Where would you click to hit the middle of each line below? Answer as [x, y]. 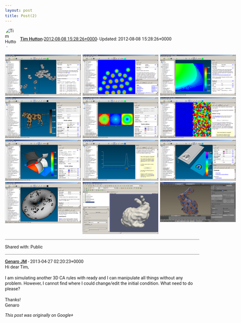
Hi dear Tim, [17, 267]
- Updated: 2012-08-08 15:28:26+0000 [134, 39]
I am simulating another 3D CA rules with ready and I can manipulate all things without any [94, 278]
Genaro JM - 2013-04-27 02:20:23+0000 [44, 262]
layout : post [19, 10]
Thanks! [13, 300]
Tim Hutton [31, 39]
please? [13, 289]
